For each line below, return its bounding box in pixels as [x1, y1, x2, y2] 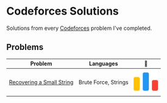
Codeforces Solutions [6, 4, 119, 18]
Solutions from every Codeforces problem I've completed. [6, 24, 152, 32]
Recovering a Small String [9, 78, 74, 86]
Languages [89, 60, 118, 68]
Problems [6, 42, 44, 52]
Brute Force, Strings [78, 78, 129, 86]
